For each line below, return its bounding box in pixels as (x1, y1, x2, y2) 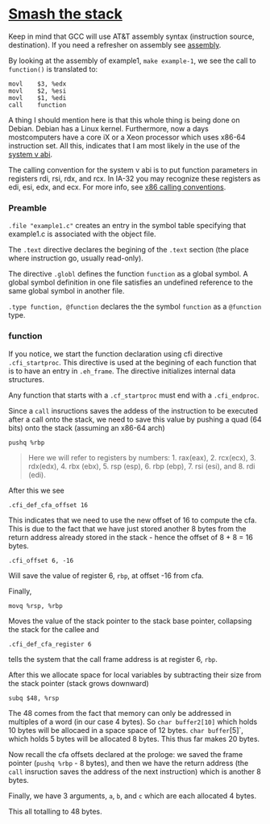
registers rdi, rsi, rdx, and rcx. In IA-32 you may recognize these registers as (8, 173, 261, 183)
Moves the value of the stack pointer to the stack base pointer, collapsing (8, 616, 252, 626)
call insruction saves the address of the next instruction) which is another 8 (8, 767, 262, 776)
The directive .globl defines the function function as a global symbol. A (8, 269, 248, 279)
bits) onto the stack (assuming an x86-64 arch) (8, 422, 165, 432)
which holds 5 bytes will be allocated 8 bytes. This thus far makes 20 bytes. (8, 734, 260, 743)
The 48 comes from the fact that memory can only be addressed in (8, 708, 232, 718)
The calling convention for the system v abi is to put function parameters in (8, 164, 258, 174)
